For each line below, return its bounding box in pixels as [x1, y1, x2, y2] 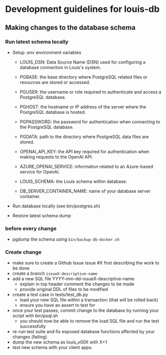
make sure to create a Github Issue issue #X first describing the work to [12, 260, 160, 266]
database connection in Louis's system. [19, 64, 101, 70]
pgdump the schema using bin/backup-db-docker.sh [12, 236, 120, 242]
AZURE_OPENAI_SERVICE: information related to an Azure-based [19, 163, 153, 170]
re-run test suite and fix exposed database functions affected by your [12, 329, 155, 335]
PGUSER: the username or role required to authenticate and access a [19, 89, 162, 95]
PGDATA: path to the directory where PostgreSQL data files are [19, 133, 149, 140]
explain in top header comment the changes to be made [19, 281, 135, 287]
